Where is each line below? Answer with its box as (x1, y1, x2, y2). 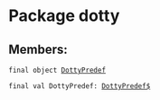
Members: (8, 42, 69, 57)
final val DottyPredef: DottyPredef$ (8, 82, 151, 91)
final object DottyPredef (8, 65, 106, 75)
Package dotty (8, 5, 120, 26)
